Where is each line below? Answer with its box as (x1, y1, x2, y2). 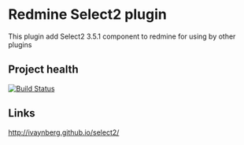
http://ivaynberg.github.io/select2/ (8, 128, 120, 137)
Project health (8, 63, 79, 76)
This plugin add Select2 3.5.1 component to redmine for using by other (8, 32, 236, 41)
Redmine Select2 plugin (8, 6, 167, 24)
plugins (8, 39, 32, 49)
